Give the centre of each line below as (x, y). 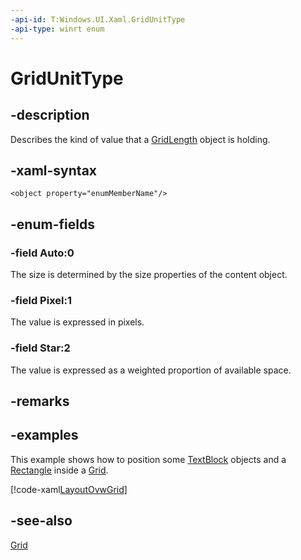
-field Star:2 (40, 348)
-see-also (41, 521)
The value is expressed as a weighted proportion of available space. (151, 370)
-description (50, 115)
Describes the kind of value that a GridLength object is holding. (140, 139)
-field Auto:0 (42, 253)
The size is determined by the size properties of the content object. (149, 274)
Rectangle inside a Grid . (59, 470)
